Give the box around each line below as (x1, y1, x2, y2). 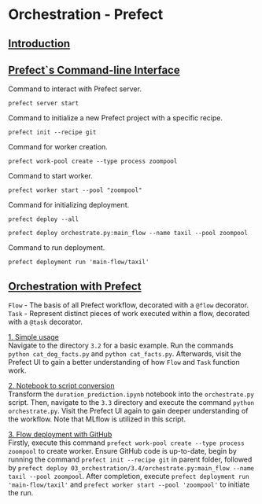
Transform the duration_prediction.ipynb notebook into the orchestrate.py (8, 389, 254, 399)
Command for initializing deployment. (8, 200, 130, 210)
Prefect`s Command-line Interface (8, 63, 180, 76)
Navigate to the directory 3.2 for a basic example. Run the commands (8, 340, 234, 351)
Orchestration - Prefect (8, 6, 164, 24)
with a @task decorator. (8, 317, 83, 327)
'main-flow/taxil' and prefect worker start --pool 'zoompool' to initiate (8, 480, 250, 489)
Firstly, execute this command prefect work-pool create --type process (8, 438, 245, 447)
